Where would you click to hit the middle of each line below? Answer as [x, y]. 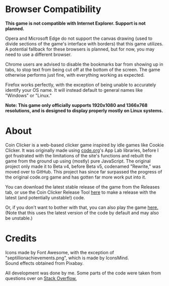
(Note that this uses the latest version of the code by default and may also [82, 212]
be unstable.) [19, 218]
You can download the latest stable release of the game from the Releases [82, 187]
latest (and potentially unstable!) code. [45, 197]
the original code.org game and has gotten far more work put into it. [76, 177]
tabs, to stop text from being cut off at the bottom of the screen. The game [83, 70]
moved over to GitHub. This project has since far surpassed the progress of [84, 171]
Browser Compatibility [53, 9]
